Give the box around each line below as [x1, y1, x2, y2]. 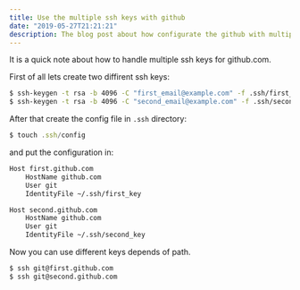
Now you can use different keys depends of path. [9, 247, 191, 257]
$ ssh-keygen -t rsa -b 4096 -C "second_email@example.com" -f [9, 98, 250, 107]
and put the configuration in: [9, 147, 114, 158]
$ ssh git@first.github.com [9, 264, 114, 273]
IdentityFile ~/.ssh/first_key [25, 189, 142, 198]
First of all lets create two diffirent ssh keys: [9, 72, 171, 82]
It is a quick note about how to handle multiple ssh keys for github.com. [9, 55, 272, 65]
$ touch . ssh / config [9, 131, 87, 140]
